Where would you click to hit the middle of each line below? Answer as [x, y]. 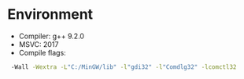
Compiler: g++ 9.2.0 [51, 36]
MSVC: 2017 [39, 44]
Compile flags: [42, 52]
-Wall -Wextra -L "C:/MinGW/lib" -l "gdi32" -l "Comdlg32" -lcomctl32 [124, 67]
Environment [50, 14]
